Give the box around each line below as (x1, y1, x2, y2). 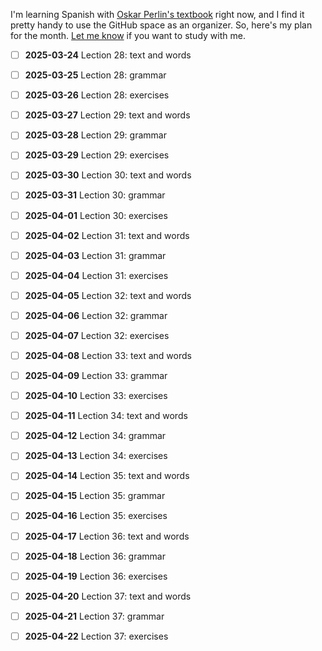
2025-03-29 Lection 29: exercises (24, 149, 170, 161)
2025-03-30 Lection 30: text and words (24, 169, 192, 181)
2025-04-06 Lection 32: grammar (24, 309, 168, 321)
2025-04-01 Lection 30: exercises (24, 209, 168, 221)
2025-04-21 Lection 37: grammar (24, 610, 165, 622)
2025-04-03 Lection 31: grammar (24, 249, 167, 261)
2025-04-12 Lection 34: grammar (24, 430, 167, 442)
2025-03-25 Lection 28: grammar (24, 69, 167, 81)
